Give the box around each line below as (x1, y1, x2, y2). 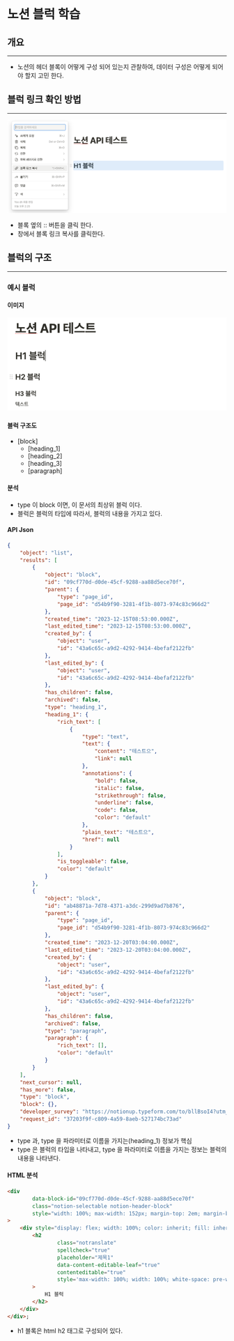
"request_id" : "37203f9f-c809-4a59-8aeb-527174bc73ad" (19, 1116, 182, 1123)
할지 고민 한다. (24, 71, 64, 79)
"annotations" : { (81, 770, 132, 777)
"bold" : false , (94, 777, 139, 785)
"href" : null (81, 836, 120, 843)
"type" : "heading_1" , (44, 704, 108, 711)
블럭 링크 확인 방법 (7, 93, 81, 105)
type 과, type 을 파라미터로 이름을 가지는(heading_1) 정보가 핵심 (17, 1136, 193, 1144)
